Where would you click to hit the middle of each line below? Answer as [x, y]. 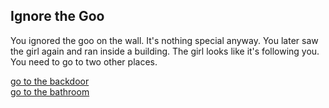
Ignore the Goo [57, 16]
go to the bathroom [50, 91]
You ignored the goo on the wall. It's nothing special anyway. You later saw [164, 40]
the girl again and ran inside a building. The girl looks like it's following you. [165, 51]
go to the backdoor [50, 81]
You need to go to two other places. [84, 61]
